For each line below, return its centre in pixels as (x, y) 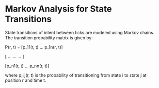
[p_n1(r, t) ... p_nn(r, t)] (27, 66)
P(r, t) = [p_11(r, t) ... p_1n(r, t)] (34, 47)
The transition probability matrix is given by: (49, 38)
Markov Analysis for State (59, 9)
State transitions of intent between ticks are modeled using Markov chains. (80, 32)
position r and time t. (26, 80)
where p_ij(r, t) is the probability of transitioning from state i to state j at (76, 75)
